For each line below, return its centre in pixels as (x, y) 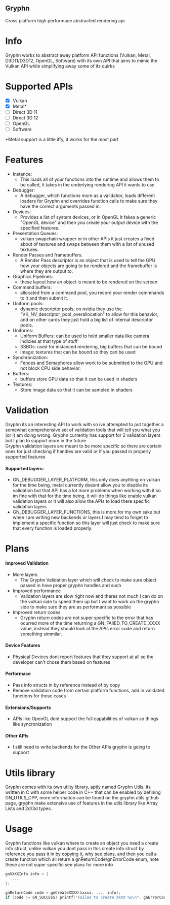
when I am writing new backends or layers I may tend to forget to (80, 518)
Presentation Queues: (35, 233)
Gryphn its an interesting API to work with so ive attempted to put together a (84, 424)
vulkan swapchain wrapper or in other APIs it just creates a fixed (87, 239)
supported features (25, 457)
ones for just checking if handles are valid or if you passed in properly (78, 451)
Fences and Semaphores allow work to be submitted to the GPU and (91, 363)
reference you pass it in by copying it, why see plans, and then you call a (81, 854)
